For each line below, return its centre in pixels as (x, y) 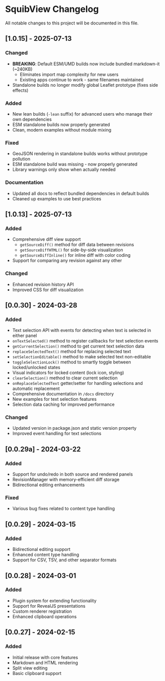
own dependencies (32, 119)
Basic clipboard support (37, 673)
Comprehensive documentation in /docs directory (63, 394)
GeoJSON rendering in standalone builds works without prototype (80, 154)
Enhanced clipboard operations (44, 616)
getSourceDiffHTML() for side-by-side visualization (71, 250)
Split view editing (30, 668)
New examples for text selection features (54, 399)
